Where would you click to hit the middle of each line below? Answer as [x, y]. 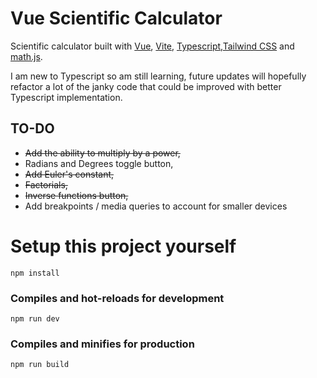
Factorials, [46, 184]
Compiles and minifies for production [102, 344]
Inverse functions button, [76, 195]
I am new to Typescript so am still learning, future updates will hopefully [158, 76]
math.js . [26, 56]
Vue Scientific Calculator [116, 18]
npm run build [40, 365]
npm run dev [35, 318]
